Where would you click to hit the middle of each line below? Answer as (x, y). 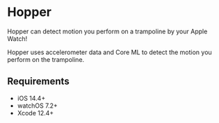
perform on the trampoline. (46, 59)
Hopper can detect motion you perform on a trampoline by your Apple (107, 31)
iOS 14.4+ (31, 98)
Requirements (38, 82)
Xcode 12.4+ (35, 113)
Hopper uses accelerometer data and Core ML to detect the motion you (109, 52)
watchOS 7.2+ (37, 106)
